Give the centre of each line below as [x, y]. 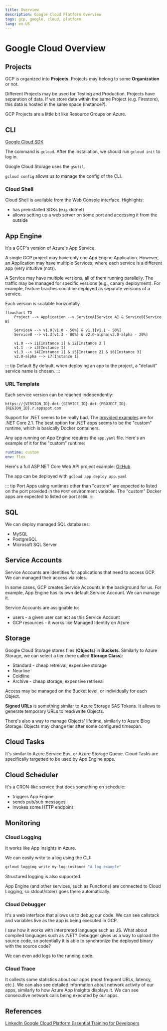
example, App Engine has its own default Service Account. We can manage [83, 592]
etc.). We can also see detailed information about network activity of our [80, 985]
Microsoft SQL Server [35, 544]
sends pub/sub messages [39, 802]
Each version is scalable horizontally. [43, 304]
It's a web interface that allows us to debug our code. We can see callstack [82, 915]
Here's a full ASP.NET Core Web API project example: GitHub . [69, 467]
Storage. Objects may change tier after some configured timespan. [74, 726]
